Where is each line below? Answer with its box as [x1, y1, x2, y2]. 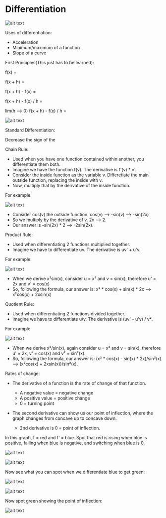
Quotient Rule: [5, 301, 35, 307]
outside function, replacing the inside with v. [12, 177, 103, 183]
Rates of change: [5, 370, 40, 377]
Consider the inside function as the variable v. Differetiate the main [12, 172, 149, 178]
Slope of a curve [12, 50, 47, 56]
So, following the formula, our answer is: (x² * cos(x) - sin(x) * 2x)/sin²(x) [12, 355, 162, 362]
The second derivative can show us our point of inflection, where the [12, 410, 154, 416]
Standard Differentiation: [5, 127, 55, 133]
